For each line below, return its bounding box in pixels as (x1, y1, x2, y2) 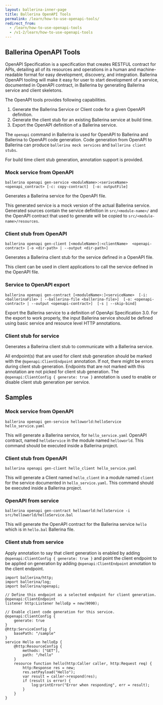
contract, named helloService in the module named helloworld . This (5, 437, 144, 443)
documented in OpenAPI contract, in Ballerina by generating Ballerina (5, 82, 145, 88)
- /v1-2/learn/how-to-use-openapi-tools (9, 30, 93, 35)
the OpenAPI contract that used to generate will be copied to (5, 213, 128, 219)
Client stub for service (5, 332, 60, 339)
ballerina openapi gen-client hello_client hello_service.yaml (5, 466, 137, 471)
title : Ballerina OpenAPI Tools (5, 12, 71, 17)
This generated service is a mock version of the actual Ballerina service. (5, 202, 151, 209)
